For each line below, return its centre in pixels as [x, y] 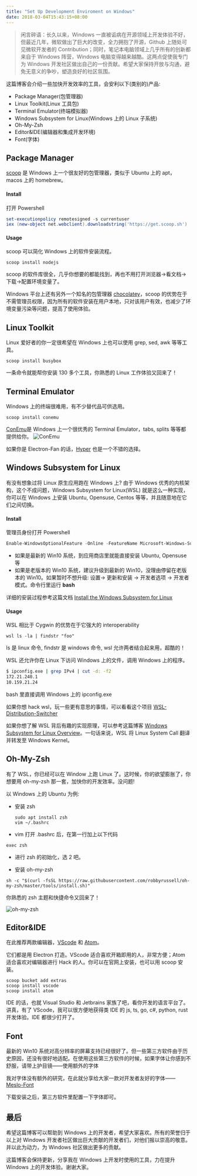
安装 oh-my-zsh [34, 869]
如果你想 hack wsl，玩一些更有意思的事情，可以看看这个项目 [79, 706]
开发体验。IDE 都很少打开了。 [42, 1017]
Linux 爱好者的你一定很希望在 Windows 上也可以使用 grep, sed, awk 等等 [94, 343]
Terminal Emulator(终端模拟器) [51, 111]
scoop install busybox [34, 361]
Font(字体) [27, 139]
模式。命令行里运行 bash [45, 585]
